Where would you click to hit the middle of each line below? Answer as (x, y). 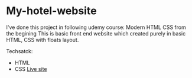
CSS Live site (31, 69)
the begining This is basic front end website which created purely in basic (96, 33)
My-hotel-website (51, 11)
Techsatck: (19, 51)
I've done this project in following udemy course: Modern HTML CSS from (96, 27)
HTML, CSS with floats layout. (43, 40)
